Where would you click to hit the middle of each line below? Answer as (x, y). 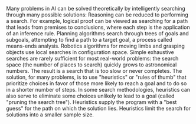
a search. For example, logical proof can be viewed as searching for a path (97, 21)
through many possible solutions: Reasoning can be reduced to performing (97, 15)
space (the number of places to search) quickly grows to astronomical (92, 65)
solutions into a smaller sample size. (50, 115)
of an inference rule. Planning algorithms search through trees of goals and (97, 33)
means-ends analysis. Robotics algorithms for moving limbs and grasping (95, 46)
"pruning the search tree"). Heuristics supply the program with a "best (92, 102)
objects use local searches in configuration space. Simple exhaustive (90, 52)
